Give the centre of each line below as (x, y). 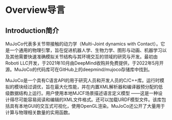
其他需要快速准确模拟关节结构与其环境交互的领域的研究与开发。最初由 (83, 57)
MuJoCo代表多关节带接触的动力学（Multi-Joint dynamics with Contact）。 (83, 44)
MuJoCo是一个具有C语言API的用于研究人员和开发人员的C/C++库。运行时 (83, 80)
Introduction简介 (32, 31)
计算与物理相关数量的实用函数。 (39, 112)
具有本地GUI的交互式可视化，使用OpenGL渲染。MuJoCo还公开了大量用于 (87, 106)
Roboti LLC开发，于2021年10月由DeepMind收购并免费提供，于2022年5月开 (84, 63)
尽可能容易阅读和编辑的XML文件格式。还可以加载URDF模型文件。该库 (88, 99)
